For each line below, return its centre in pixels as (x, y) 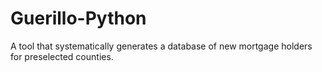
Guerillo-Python (78, 18)
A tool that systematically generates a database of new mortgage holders (161, 46)
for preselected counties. (62, 56)
